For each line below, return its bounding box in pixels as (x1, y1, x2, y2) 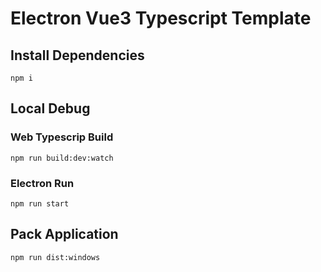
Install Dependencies (10, 47, 145, 64)
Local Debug (10, 100, 91, 117)
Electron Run (10, 176, 75, 190)
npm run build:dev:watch (10, 153, 114, 163)
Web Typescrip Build (10, 130, 114, 144)
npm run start (10, 198, 70, 209)
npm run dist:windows (10, 252, 101, 262)
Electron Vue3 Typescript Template (10, 7, 312, 30)
